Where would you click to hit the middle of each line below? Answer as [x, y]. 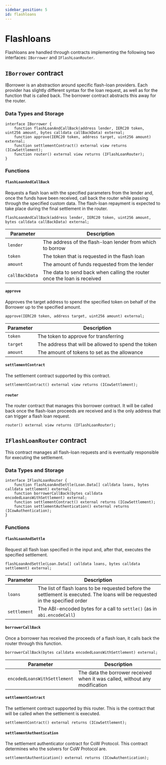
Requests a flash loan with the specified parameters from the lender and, [79, 193]
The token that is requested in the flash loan [94, 256]
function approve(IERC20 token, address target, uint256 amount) [83, 137]
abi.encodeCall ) [57, 615]
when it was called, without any [115, 679]
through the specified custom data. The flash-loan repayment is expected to [83, 203]
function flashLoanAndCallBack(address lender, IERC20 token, [79, 128]
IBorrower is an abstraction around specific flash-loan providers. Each [77, 85]
